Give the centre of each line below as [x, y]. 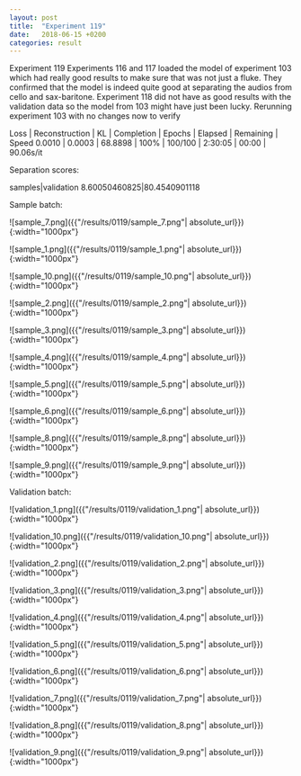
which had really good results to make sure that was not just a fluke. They [146, 78]
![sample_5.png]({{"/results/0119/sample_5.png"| [99, 384]
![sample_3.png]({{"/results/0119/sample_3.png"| [99, 330]
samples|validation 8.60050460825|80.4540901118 [105, 187]
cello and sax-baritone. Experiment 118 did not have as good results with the [150, 97]
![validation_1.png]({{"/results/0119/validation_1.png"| [106, 510]
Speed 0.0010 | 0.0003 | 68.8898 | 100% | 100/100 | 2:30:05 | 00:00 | [138, 143]
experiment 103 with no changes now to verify [95, 116]
